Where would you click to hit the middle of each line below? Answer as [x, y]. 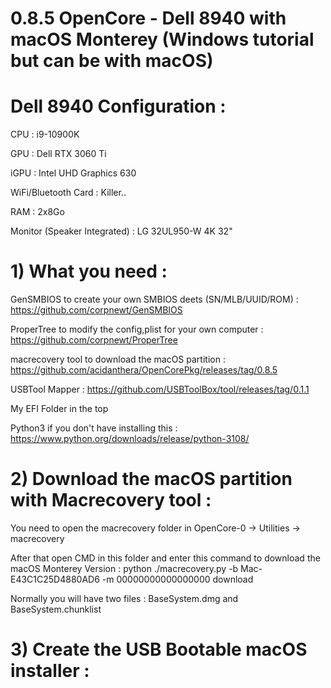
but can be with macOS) [112, 61]
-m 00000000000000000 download [177, 579]
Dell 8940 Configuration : [118, 106]
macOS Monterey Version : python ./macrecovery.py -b [124, 568]
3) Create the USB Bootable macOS [159, 649]
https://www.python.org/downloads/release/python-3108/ [130, 439]
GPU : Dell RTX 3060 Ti [58, 154]
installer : [50, 671]
